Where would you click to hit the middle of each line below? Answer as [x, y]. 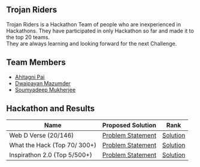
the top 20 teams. [28, 37]
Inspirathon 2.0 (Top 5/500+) [51, 155]
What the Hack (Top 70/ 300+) [53, 145]
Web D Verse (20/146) [42, 136]
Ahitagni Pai [30, 77]
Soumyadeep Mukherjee [45, 90]
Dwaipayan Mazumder [43, 83]
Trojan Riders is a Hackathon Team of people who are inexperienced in [94, 24]
